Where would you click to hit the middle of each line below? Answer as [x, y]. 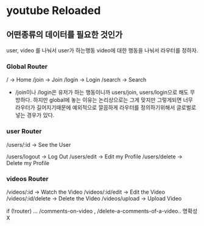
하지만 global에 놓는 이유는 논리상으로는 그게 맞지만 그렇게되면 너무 [113, 100]
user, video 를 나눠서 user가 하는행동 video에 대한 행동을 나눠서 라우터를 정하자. [102, 50]
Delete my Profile [28, 163]
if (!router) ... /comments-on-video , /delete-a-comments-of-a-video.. [94, 211]
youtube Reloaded [54, 11]
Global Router [27, 66]
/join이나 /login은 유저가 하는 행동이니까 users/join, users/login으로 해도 [102, 93]
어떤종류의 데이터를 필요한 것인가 [65, 34]
